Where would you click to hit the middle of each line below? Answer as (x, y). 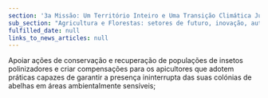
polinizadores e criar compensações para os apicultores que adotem (121, 69)
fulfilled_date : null (44, 30)
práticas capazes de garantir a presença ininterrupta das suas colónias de (130, 77)
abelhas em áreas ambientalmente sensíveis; (82, 86)
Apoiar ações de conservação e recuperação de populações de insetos (126, 61)
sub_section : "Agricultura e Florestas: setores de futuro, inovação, (128, 23)
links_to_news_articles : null (59, 38)
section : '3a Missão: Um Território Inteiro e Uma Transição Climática (130, 16)
